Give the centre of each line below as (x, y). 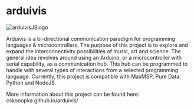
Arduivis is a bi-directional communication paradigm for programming (91, 38)
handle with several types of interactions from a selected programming (92, 70)
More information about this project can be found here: (73, 94)
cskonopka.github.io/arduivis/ (42, 100)
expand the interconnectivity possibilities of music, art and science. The (93, 51)
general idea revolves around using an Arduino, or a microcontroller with (94, 57)
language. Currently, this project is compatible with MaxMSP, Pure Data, (93, 76)
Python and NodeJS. (31, 82)
